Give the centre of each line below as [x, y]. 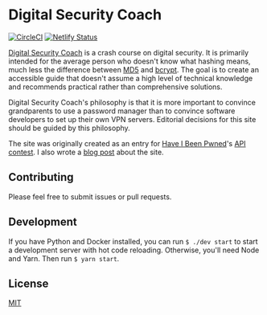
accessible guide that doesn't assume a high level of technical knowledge [131, 78]
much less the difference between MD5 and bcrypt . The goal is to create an [134, 69]
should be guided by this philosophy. [69, 128]
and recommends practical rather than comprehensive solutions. [115, 87]
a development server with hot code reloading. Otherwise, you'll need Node [134, 250]
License [29, 283]
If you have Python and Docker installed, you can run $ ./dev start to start [133, 241]
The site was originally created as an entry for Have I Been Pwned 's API [127, 143]
